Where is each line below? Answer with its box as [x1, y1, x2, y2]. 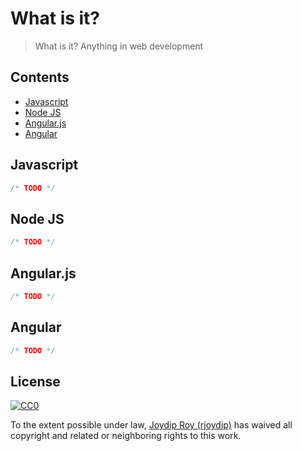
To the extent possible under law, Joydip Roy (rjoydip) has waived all [10, 419, 293, 431]
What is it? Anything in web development [34, 40, 204, 52]
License [10, 373, 61, 390]
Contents [10, 69, 70, 86]
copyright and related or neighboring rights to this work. [10, 430, 242, 442]
